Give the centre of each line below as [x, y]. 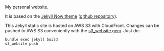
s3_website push [22, 44]
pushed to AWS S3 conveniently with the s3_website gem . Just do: [72, 31]
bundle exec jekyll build [31, 39]
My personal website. [27, 7]
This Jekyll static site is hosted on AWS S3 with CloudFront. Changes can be [82, 25]
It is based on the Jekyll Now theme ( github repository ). [61, 16]
